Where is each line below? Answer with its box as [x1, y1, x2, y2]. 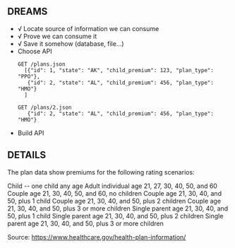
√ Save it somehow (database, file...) [17, 39, 125, 48]
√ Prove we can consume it [17, 32, 97, 40]
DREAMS [7, 6, 48, 18]
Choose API [17, 47, 52, 55]
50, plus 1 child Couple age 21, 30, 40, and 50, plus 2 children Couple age [7, 196, 221, 205]
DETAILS [7, 149, 47, 161]
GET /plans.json [17, 60, 66, 68]
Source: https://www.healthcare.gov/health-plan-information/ [7, 232, 186, 241]
